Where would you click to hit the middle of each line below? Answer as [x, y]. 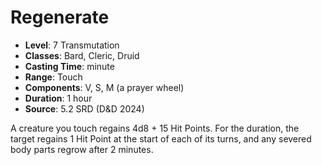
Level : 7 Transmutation [72, 45]
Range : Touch [53, 77]
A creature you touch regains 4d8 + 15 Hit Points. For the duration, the [155, 128]
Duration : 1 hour [58, 98]
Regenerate [60, 17]
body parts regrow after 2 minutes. [82, 149]
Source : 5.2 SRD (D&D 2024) [84, 108]
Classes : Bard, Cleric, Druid [82, 55]
